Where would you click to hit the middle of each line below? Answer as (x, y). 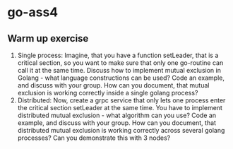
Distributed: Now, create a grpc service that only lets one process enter (121, 100)
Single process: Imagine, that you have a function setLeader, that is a (118, 55)
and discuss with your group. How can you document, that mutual (113, 85)
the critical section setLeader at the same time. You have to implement (120, 108)
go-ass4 (33, 12)
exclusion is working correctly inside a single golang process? (108, 93)
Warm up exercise (48, 38)
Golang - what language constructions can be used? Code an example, (121, 78)
